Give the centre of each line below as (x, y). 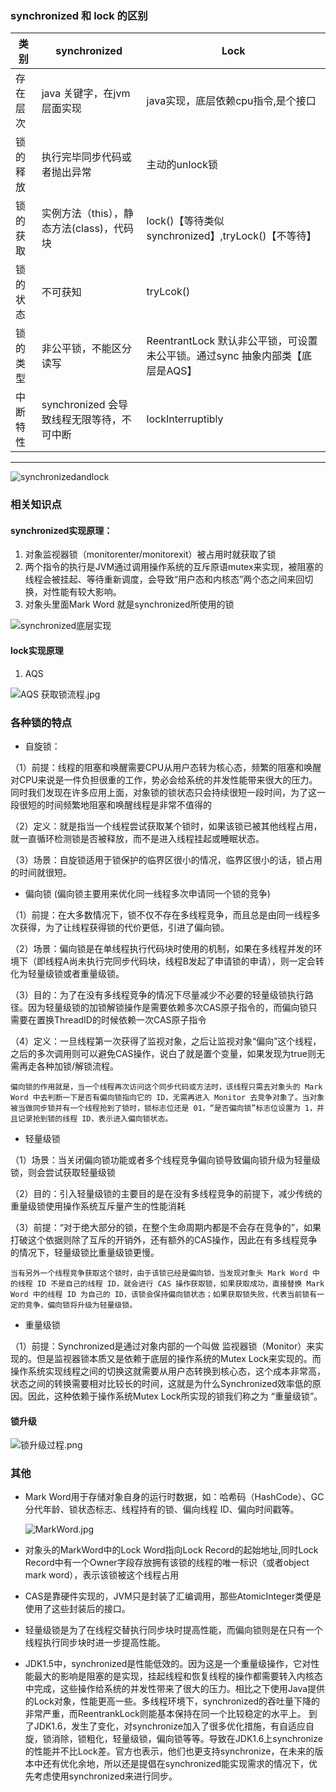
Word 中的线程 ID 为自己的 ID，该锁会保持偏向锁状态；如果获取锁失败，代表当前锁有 (164, 1294)
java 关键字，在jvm (86, 94)
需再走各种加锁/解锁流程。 (65, 1066)
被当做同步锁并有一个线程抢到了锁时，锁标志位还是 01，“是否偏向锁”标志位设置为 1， (164, 1108)
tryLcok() (168, 292)
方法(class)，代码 (93, 229)
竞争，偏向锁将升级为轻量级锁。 (81, 1305)
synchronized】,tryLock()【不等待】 (231, 236)
